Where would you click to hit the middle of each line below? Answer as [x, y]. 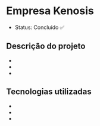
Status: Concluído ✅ [40, 27]
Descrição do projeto [46, 46]
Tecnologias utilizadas [49, 92]
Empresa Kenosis [50, 11]
